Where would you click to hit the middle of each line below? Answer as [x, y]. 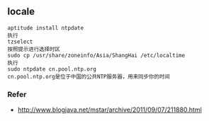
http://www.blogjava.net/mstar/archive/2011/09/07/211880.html [109, 110]
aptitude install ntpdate [45, 28]
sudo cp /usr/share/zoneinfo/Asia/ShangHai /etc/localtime [96, 55]
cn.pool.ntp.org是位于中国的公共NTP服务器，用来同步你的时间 [89, 76]
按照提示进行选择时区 [34, 49]
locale [21, 12]
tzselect [20, 42]
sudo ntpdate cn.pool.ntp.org [52, 69]
